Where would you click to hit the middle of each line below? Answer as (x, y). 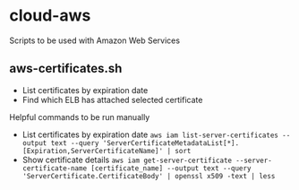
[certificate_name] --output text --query (171, 168)
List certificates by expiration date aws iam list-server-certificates (150, 134)
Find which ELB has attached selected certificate (112, 99)
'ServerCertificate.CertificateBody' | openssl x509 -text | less (149, 176)
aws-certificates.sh (66, 69)
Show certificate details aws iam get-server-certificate (127, 160)
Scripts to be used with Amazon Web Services (95, 40)
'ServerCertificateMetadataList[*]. (171, 143)
